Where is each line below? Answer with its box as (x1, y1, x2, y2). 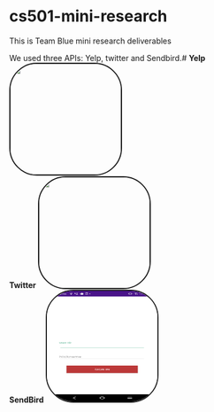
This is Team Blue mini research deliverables (9, 35, 172, 46)
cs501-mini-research (9, 6, 168, 27)
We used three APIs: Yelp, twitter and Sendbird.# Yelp (9, 52, 206, 63)
